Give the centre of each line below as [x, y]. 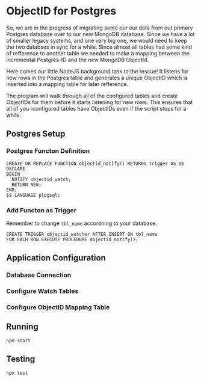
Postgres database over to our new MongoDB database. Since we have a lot [100, 34]
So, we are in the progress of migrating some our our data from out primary [100, 28]
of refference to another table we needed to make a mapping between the [98, 53]
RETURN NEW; [27, 185]
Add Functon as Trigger [42, 210]
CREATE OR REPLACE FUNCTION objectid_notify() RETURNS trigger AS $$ [95, 164]
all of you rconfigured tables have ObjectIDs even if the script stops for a [96, 108]
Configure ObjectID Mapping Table [58, 307]
